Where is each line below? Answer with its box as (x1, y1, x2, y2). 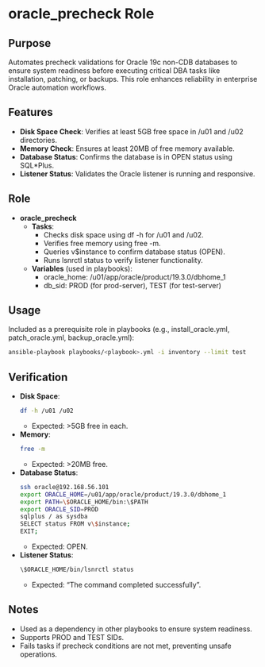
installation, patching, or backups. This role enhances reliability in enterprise (8, 75, 258, 83)
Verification (8, 370, 68, 384)
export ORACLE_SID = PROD (19, 505, 99, 513)
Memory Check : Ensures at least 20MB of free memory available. (19, 144, 236, 153)
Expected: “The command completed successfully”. (31, 580, 202, 589)
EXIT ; (19, 527, 38, 536)
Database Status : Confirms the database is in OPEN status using (19, 152, 232, 161)
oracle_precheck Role (8, 5, 155, 23)
